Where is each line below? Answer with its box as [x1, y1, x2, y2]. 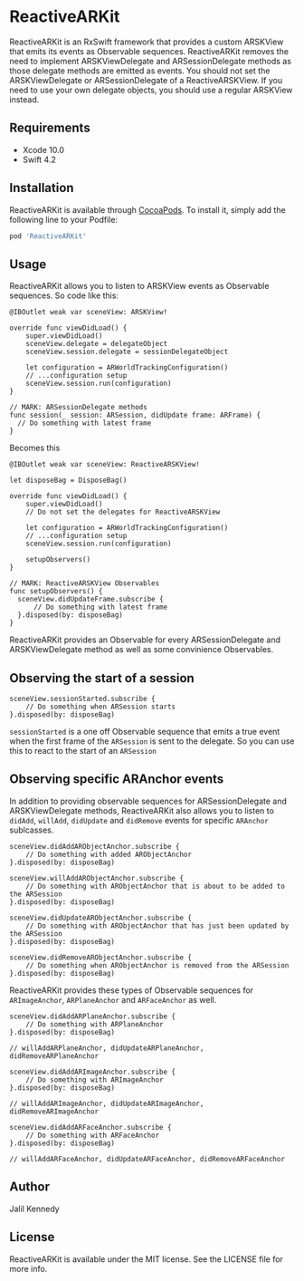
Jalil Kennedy [9, 1203, 61, 1214]
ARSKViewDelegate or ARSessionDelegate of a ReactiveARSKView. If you [9, 74, 283, 85]
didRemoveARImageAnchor [9, 1107, 100, 1116]
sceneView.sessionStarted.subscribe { [9, 695, 156, 704]
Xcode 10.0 [22, 144, 65, 155]
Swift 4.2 [22, 154, 56, 165]
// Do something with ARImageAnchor [25, 1075, 165, 1084]
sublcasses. [9, 824, 54, 835]
